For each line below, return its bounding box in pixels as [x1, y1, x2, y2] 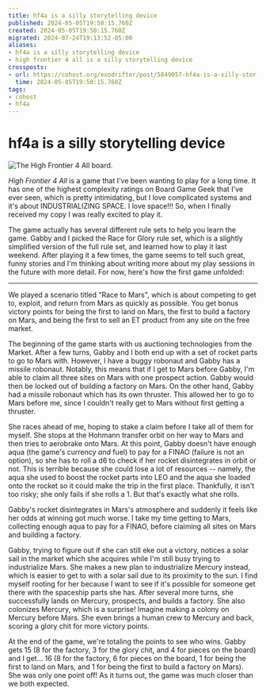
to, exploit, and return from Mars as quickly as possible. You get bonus [8, 298, 239, 308]
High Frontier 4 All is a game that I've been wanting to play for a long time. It [8, 176, 256, 186]
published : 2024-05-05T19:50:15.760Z [8, 19, 133, 27]
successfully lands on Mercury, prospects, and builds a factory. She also [8, 596, 245, 606]
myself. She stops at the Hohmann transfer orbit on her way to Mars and [8, 430, 244, 440]
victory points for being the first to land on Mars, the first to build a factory [8, 307, 251, 317]
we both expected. [8, 679, 70, 689]
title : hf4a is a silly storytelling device [8, 11, 158, 20]
